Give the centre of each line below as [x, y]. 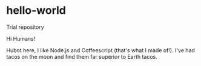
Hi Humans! [21, 38]
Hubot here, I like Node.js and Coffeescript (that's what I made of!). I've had [101, 50]
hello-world [36, 10]
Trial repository [25, 27]
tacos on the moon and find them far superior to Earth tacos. [82, 56]
